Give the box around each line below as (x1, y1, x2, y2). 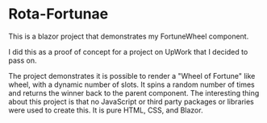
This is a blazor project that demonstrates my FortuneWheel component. (8, 31, 249, 41)
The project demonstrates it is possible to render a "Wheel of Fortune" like (8, 71, 256, 80)
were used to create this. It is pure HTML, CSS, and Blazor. (8, 105, 203, 115)
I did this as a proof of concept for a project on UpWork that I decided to (8, 47, 248, 56)
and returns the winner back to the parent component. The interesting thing (8, 88, 260, 97)
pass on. (8, 55, 37, 65)
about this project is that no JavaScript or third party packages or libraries (8, 96, 254, 106)
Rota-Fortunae (8, 5, 109, 23)
